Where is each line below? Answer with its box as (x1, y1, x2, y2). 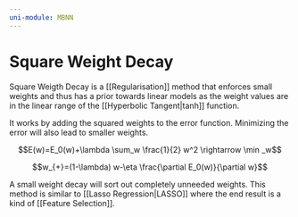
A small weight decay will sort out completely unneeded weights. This (9, 179, 266, 189)
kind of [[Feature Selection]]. (9, 197, 116, 208)
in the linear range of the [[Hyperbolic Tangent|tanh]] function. (9, 100, 240, 111)
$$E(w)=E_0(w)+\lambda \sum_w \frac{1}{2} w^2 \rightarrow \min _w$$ (17, 144, 283, 154)
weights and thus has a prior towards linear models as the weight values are (9, 90, 289, 101)
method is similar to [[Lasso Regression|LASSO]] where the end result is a (9, 188, 281, 199)
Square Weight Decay (9, 51, 174, 71)
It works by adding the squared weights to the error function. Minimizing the (9, 117, 289, 128)
